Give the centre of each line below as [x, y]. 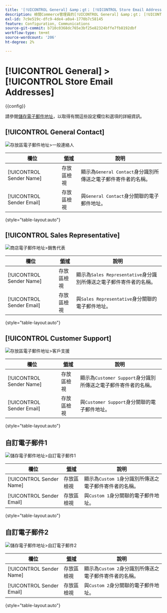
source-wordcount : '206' [31, 38]
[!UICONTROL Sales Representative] [63, 235]
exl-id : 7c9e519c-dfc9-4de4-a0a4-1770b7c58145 [54, 19]
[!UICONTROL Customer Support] [58, 338]
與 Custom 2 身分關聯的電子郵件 [119, 585]
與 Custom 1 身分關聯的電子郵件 [119, 495]
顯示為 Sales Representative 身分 [114, 275]
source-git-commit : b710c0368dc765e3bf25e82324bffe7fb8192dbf [71, 28]
